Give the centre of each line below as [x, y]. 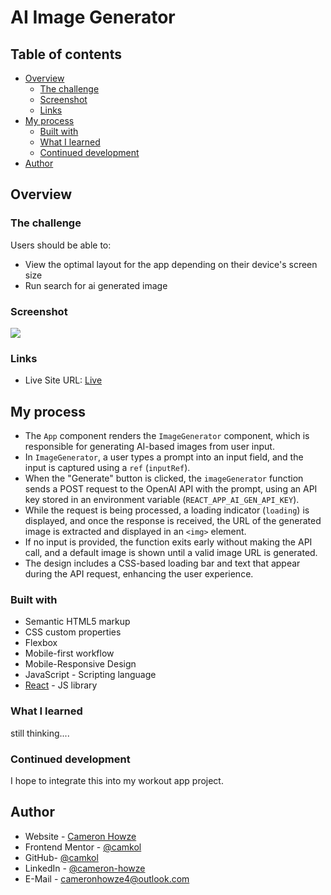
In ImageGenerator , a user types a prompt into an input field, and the [164, 457]
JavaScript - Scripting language [90, 675]
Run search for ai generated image [96, 285]
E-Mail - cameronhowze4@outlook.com [107, 878]
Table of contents [66, 54]
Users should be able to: [61, 245]
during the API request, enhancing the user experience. [139, 574]
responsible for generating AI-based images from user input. [149, 447]
